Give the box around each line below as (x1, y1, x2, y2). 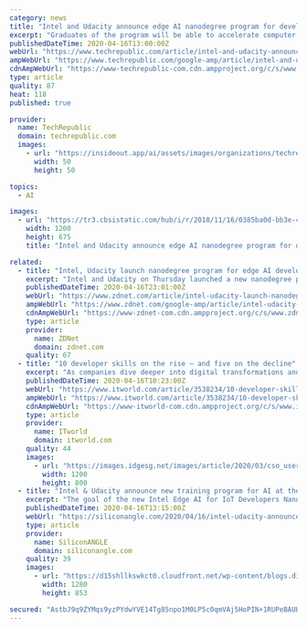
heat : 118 (9, 89, 48, 99)
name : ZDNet (33, 334, 79, 343)
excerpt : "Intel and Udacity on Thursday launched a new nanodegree (26, 275, 292, 284)
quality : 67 (26, 351, 71, 361)
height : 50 (33, 165, 76, 174)
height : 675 (26, 233, 71, 242)
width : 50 (33, 157, 71, 166)
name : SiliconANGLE (33, 538, 108, 547)
